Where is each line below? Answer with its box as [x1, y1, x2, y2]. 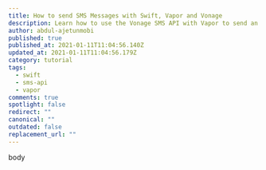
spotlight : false [8, 101, 66, 109]
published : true [8, 34, 62, 42]
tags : [8, 64, 26, 72]
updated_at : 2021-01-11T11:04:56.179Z [8, 49, 137, 57]
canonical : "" [8, 116, 56, 124]
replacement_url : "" [8, 130, 77, 138]
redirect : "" [8, 109, 52, 117]
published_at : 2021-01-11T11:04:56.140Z [8, 42, 145, 49]
